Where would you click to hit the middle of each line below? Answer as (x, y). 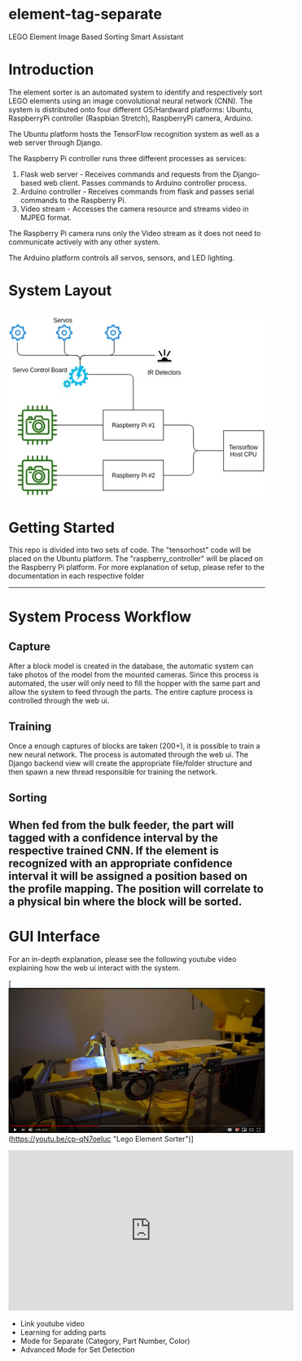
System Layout (60, 291)
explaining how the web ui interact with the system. (94, 968)
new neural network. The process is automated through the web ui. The (129, 755)
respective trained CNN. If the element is (114, 851)
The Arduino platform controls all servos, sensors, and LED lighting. (122, 257)
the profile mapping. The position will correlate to (136, 889)
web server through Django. (55, 143)
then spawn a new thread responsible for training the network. (113, 772)
